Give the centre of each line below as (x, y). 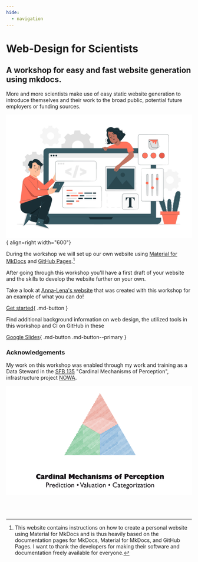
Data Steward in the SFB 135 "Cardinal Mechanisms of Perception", (88, 372)
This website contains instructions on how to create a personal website (101, 527)
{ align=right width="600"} (39, 242)
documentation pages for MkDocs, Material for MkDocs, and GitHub (98, 540)
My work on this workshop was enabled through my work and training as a (97, 365)
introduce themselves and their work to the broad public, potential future (94, 100)
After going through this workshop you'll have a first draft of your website (95, 272)
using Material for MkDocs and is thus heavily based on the (87, 534)
